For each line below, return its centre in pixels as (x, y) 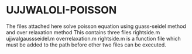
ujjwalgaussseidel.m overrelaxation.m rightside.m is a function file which (93, 38)
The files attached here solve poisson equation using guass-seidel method (96, 26)
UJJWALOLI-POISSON (61, 10)
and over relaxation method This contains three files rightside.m (83, 32)
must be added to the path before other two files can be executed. (86, 45)
